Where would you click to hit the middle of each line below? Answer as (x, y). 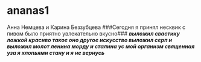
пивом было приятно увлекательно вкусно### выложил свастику (94, 33)
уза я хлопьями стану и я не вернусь (56, 52)
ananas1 (28, 11)
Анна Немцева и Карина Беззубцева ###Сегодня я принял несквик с (96, 27)
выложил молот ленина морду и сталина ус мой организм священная (101, 46)
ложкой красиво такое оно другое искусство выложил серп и (90, 40)
